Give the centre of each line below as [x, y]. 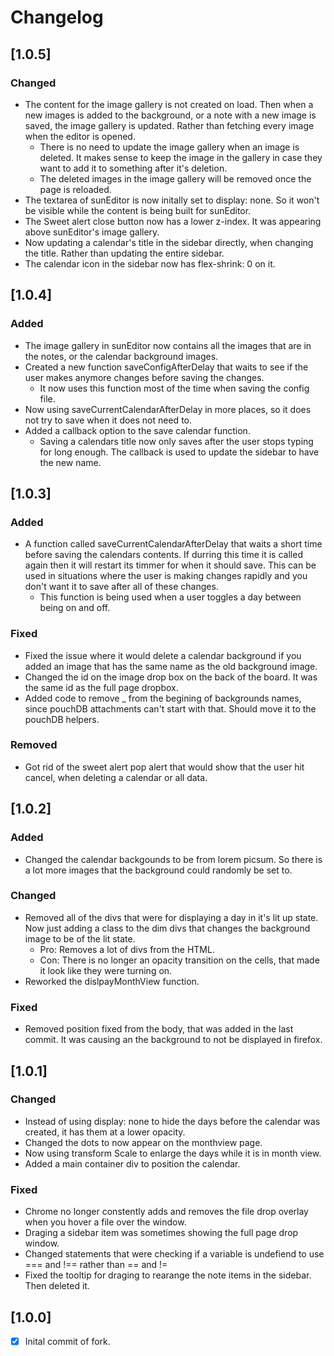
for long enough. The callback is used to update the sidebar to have [179, 452]
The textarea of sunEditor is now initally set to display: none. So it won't [172, 200]
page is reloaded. [75, 189]
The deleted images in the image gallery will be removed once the [175, 178]
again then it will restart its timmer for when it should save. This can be [170, 565]
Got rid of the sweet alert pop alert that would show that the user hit [164, 767]
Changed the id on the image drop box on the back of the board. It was [171, 677]
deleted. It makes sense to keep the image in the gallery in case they [181, 157]
